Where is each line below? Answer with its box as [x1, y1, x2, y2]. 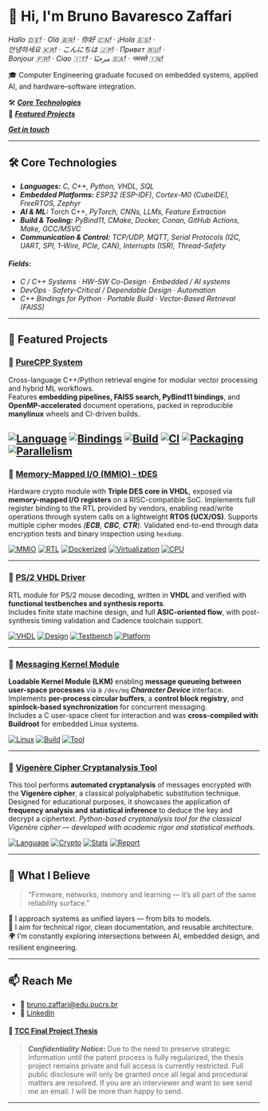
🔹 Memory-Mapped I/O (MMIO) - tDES [8, 468, 158, 479]
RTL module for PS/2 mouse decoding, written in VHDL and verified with [8, 590, 247, 600]
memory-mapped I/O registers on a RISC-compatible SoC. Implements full [8, 495, 255, 505]
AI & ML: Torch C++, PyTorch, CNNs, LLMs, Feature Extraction [19, 207, 227, 216]
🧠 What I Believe [8, 868, 90, 882]
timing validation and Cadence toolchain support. [41, 615, 203, 625]
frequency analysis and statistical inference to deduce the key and [8, 806, 233, 815]
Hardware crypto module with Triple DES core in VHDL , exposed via [8, 486, 233, 496]
